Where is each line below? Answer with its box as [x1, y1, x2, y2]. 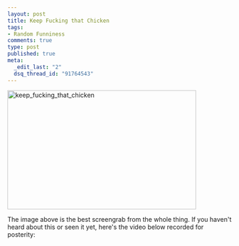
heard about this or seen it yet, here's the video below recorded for [7, 222, 204, 231]
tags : [7, 24, 23, 31]
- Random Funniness [7, 30, 65, 38]
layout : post [7, 10, 46, 18]
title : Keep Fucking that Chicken [7, 17, 110, 24]
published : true [7, 51, 55, 58]
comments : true [7, 37, 53, 44]
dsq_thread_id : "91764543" [14, 70, 94, 77]
